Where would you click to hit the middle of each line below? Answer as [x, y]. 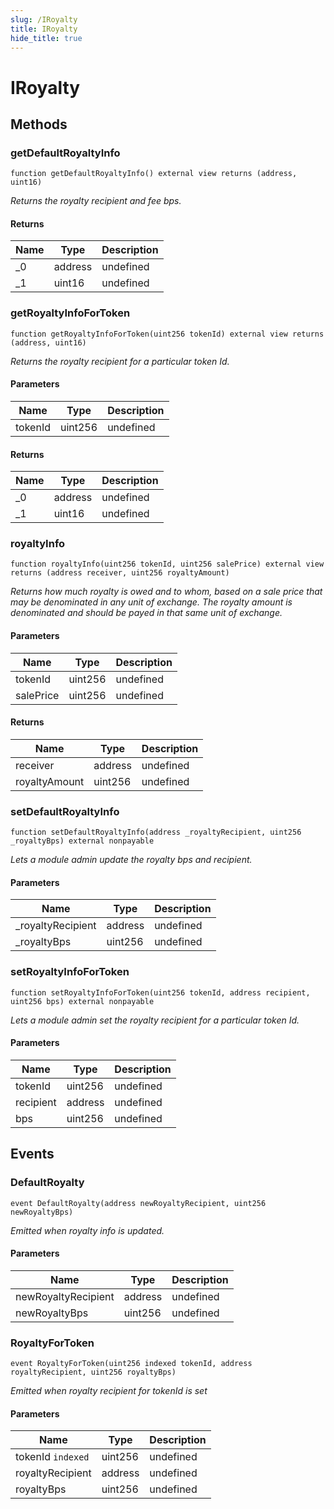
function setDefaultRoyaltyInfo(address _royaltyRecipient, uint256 [156, 832]
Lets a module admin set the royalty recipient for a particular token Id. [155, 1020]
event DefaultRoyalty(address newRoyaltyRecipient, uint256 [138, 1203]
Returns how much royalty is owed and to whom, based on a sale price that [166, 592]
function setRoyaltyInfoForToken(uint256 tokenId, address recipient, [160, 992]
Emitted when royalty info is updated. [87, 1230]
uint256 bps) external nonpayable [82, 1001]
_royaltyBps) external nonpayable [82, 841]
